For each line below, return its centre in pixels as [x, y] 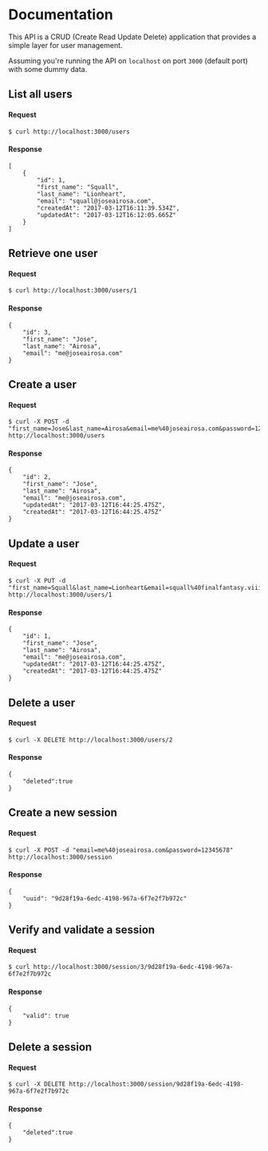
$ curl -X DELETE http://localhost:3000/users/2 [91, 740]
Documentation [61, 15]
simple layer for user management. [65, 45]
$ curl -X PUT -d [37, 580]
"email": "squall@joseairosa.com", [96, 201]
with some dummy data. [48, 69]
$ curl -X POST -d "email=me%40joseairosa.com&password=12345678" [121, 850]
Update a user [44, 543]
